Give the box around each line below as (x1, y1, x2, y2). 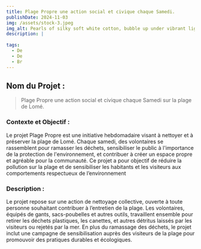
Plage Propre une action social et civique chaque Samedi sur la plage (20, 97, 192, 104)
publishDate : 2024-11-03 (6, 14, 68, 20)
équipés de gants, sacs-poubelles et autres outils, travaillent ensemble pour (6, 210, 193, 218)
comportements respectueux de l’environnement (6, 170, 127, 177)
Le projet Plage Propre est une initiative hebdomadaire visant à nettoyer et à (6, 131, 193, 139)
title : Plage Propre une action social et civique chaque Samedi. (6, 8, 175, 15)
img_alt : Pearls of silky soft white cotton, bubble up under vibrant (6, 25, 186, 32)
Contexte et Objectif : (6, 118, 70, 126)
